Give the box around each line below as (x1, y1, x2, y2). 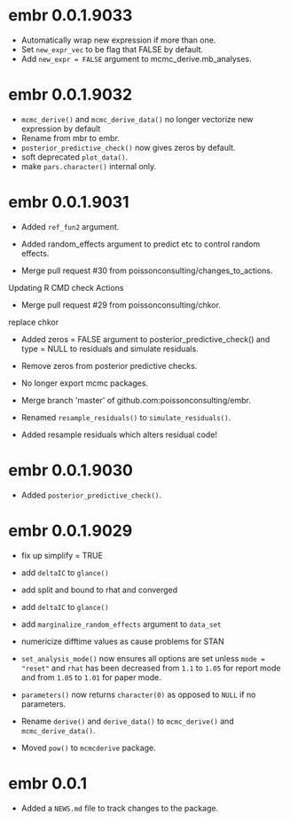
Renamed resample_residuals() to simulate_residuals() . (20, 411, 231, 422)
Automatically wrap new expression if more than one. (20, 35, 216, 45)
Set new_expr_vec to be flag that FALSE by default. (20, 43, 204, 54)
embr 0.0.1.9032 (8, 85, 133, 105)
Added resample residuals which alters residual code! (20, 429, 218, 440)
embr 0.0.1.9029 (8, 521, 133, 541)
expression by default (20, 123, 101, 134)
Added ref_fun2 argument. (20, 221, 120, 231)
